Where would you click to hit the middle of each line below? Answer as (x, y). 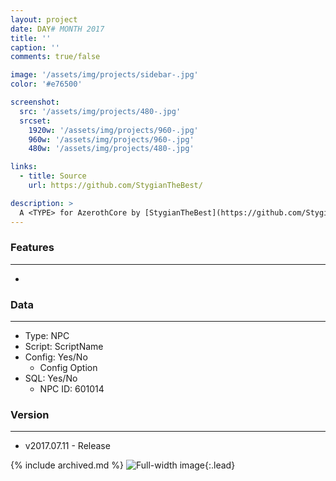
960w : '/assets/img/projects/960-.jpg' (111, 139)
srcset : (35, 121)
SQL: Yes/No (51, 378)
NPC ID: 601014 (72, 389)
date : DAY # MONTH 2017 (57, 29)
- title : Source (53, 176)
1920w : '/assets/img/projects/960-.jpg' (113, 130)
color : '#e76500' (46, 84)
